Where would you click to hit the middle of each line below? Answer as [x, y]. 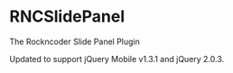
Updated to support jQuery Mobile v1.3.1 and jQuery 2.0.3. [117, 59]
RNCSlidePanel [67, 17]
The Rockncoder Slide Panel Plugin [75, 41]
